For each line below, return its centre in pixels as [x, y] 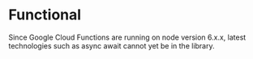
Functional [45, 15]
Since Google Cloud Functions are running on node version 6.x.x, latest [127, 37]
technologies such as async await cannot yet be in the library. [111, 45]
